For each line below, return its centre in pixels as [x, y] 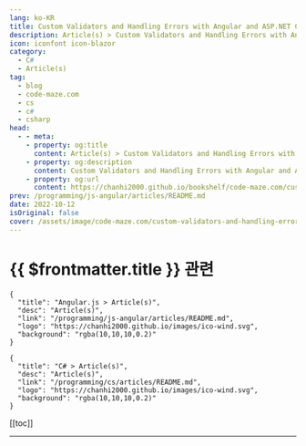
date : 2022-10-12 [42, 205]
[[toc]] [21, 423]
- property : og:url [63, 179]
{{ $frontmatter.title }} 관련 [112, 269]
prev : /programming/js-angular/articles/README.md [107, 196]
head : [20, 129]
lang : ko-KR [32, 18]
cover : [22, 221]
